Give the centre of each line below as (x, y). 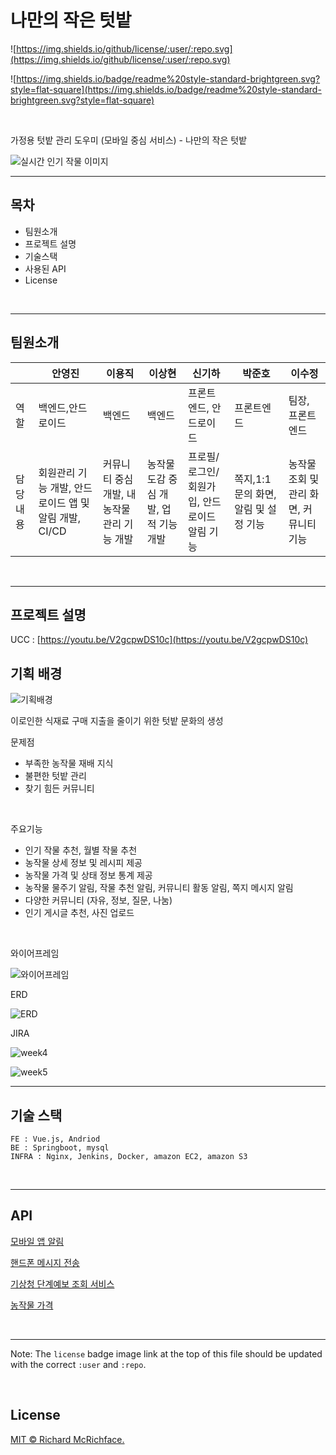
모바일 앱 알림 (37, 1241)
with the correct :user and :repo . (78, 1364)
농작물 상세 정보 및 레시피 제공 (83, 863)
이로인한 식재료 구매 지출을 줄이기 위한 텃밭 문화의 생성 (117, 721)
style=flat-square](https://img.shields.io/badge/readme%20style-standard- (166, 89)
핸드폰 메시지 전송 (45, 1262)
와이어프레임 (35, 953)
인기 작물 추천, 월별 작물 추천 (81, 850)
